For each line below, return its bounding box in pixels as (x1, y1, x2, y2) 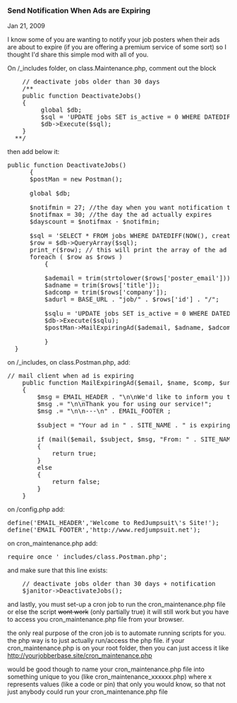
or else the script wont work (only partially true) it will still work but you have (7, 608, 229, 616)
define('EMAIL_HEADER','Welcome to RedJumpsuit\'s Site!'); (7, 519, 220, 527)
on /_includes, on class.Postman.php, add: (7, 358, 130, 367)
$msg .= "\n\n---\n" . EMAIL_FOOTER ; (37, 407, 171, 415)
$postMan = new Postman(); (29, 175, 123, 184)
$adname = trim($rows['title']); (44, 281, 160, 290)
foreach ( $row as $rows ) (29, 253, 123, 261)
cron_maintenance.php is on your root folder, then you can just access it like (7, 644, 229, 652)
